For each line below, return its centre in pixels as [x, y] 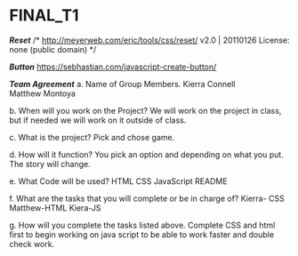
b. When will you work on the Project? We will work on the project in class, [145, 110]
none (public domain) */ [53, 49]
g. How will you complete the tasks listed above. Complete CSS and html [142, 225]
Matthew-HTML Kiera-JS [55, 208]
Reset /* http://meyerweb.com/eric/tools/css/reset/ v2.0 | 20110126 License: [149, 40]
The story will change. [50, 164]
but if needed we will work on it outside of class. [98, 120]
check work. [32, 244]
